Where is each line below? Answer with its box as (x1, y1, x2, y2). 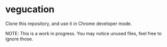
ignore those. (5, 36, 33, 42)
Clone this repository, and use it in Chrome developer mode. (5, 20, 132, 27)
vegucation (5, 4, 55, 15)
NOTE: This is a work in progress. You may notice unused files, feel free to (5, 30, 162, 36)
